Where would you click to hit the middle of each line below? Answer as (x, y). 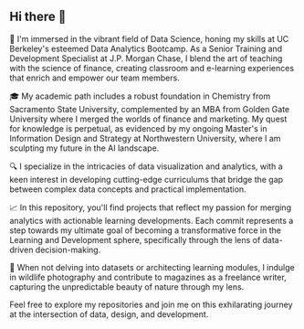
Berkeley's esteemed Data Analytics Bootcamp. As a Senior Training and (146, 48)
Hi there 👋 (38, 17)
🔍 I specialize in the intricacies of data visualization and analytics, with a (146, 166)
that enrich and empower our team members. (94, 78)
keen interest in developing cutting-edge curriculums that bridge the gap (147, 179)
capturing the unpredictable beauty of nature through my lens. (127, 287)
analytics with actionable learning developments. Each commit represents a (152, 220)
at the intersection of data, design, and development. (109, 314)
